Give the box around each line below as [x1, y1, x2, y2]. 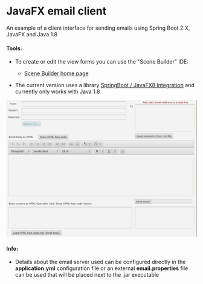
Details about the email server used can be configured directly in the [14, 259, 186, 266]
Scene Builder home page [24, 70, 89, 77]
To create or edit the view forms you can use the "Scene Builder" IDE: [14, 58, 188, 65]
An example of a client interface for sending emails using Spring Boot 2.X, [6, 24, 190, 31]
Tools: [6, 44, 22, 52]
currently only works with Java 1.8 [14, 88, 100, 95]
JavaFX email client [6, 4, 107, 18]
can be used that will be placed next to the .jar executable [14, 271, 159, 279]
